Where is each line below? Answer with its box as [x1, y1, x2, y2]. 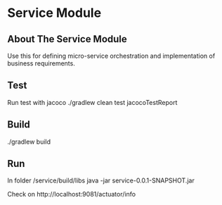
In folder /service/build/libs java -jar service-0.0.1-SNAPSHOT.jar [7, 176, 195, 185]
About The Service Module [7, 33, 128, 45]
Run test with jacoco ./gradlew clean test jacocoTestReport [7, 98, 178, 106]
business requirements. [7, 59, 75, 68]
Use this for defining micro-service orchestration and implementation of [7, 51, 216, 60]
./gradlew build [7, 137, 51, 146]
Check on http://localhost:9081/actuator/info [7, 190, 136, 199]
